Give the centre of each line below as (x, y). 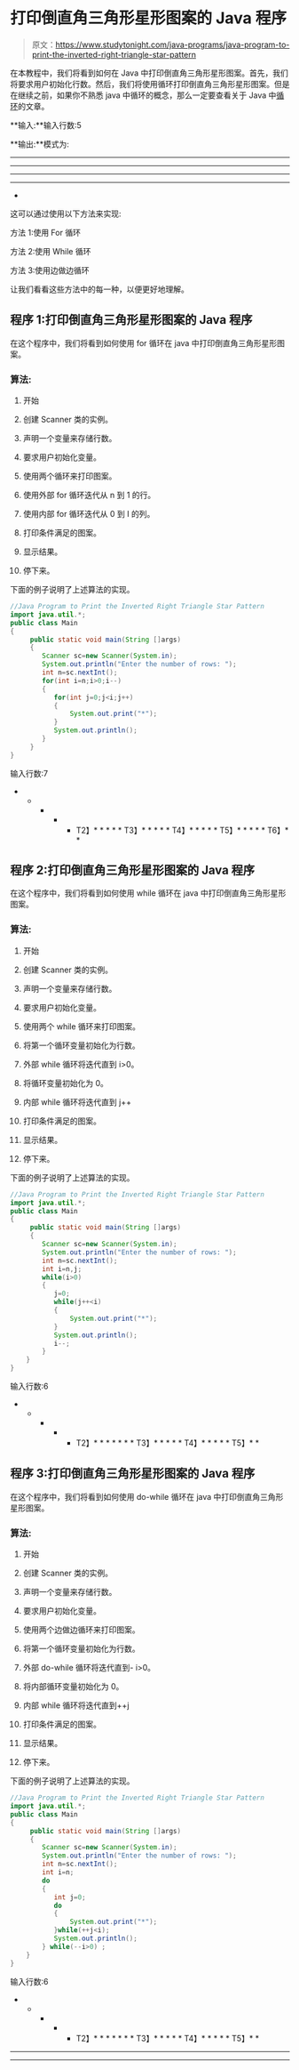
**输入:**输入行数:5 (46, 125)
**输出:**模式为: (40, 144)
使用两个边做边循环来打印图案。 (81, 1630)
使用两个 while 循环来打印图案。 (82, 1026)
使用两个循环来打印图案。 (70, 476)
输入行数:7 (29, 773)
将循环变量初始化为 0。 (66, 1083)
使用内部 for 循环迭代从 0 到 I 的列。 (89, 514)
